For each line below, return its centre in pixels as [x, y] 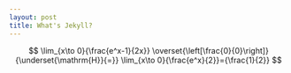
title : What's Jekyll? [51, 26]
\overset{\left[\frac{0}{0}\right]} [211, 50]
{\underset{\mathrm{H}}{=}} [67, 60]
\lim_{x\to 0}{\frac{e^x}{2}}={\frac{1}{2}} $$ [201, 60]
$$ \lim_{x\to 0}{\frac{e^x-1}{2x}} [89, 50]
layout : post [33, 17]
